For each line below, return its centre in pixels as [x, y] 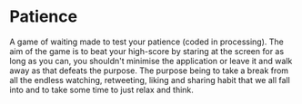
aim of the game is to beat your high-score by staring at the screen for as [147, 51]
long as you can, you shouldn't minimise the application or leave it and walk [151, 61]
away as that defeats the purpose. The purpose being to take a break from [149, 71]
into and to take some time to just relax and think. [101, 90]
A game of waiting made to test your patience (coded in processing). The [146, 42]
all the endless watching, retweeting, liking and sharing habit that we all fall [150, 80]
